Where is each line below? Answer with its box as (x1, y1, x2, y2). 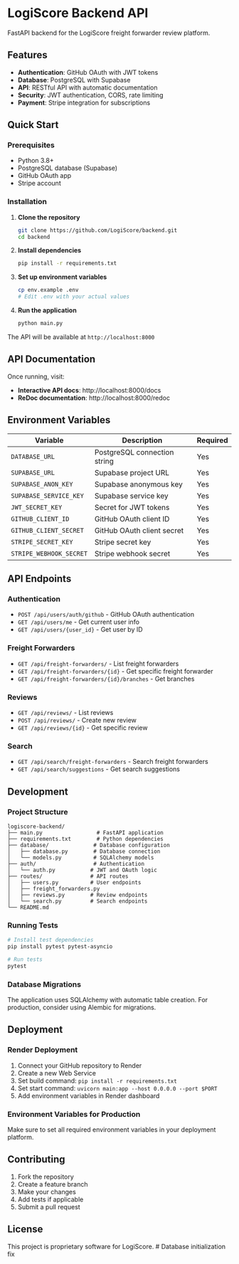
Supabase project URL (94, 467, 169, 477)
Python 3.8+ (17, 156, 55, 165)
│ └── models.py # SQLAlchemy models (7, 854, 154, 861)
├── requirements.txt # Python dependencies (7, 835, 164, 842)
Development (7, 785, 69, 797)
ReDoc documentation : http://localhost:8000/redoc (17, 393, 171, 402)
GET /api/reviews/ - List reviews (17, 708, 114, 716)
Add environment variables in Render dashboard (17, 1091, 160, 1100)
